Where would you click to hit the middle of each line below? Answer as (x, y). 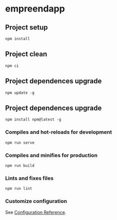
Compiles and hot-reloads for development (59, 132)
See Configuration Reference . (36, 212)
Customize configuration (36, 201)
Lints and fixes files (29, 178)
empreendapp (35, 9)
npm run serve (20, 143)
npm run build (20, 166)
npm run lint (19, 189)
